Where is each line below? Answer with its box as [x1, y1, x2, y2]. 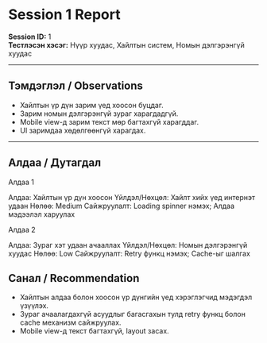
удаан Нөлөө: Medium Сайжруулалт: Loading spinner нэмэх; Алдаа [8, 201, 234, 210]
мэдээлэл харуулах [8, 209, 75, 219]
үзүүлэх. [19, 301, 49, 310]
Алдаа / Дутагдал [8, 156, 102, 170]
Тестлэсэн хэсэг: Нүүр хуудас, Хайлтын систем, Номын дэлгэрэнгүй [8, 40, 245, 49]
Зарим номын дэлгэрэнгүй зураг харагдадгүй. [19, 109, 179, 118]
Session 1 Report [8, 6, 121, 24]
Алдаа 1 [8, 177, 34, 187]
